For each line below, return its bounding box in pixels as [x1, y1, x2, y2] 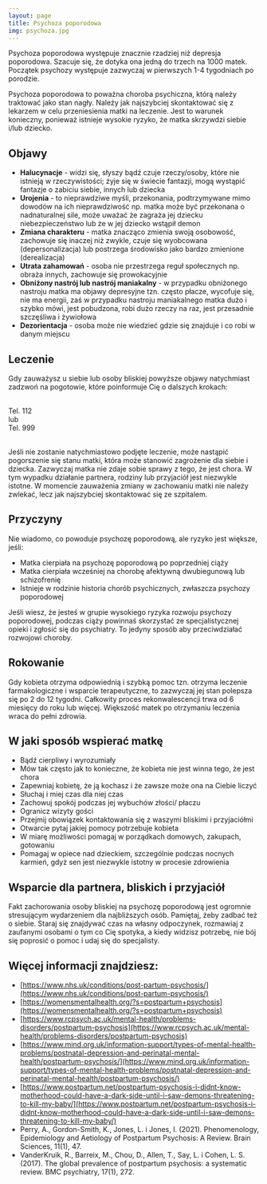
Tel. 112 [8, 406, 33, 416]
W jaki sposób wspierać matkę [8, 735, 163, 748]
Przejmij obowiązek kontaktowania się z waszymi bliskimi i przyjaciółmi [19, 815, 253, 824]
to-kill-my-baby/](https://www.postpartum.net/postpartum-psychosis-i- [19, 1099, 257, 1109]
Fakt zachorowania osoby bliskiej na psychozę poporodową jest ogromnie [8, 902, 251, 911]
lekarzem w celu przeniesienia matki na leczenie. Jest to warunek [8, 106, 224, 116]
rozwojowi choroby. [8, 632, 73, 642]
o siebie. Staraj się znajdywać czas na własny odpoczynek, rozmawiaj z [8, 919, 245, 928]
